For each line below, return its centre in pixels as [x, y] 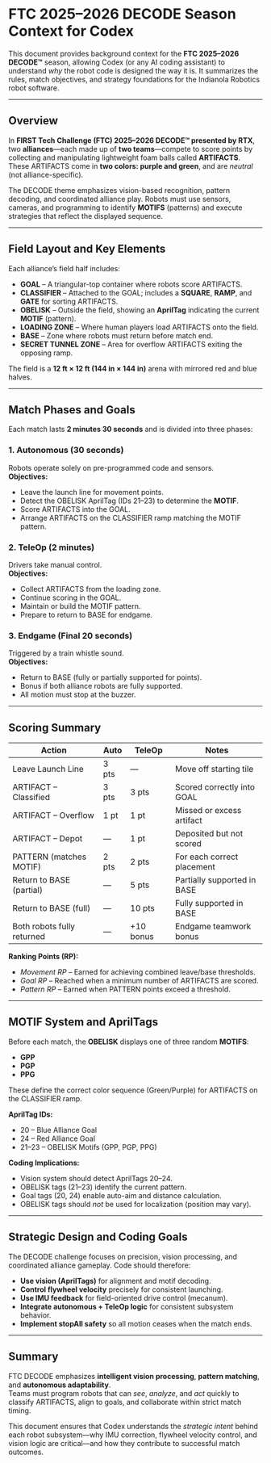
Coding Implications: [44, 1163]
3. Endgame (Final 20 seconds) [71, 635]
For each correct [206, 857]
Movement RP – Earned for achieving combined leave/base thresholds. [138, 972]
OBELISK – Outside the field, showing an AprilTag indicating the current [140, 310]
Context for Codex [71, 31]
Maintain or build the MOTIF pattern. [80, 606]
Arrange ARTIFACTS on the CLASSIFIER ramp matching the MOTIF [131, 518]
